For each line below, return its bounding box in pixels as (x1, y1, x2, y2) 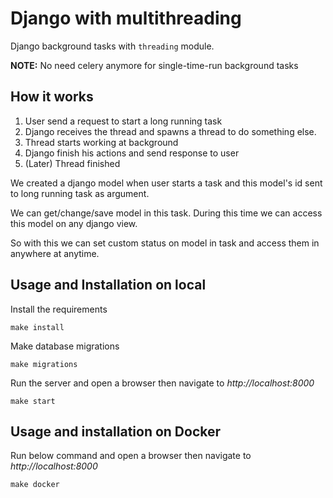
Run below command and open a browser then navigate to (10, 450, 252, 462)
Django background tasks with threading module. (10, 40, 215, 52)
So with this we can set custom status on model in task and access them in (10, 237, 320, 249)
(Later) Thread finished (24, 157, 121, 169)
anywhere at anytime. (10, 247, 100, 259)
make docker (10, 480, 60, 490)
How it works (10, 88, 94, 106)
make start (10, 396, 56, 406)
